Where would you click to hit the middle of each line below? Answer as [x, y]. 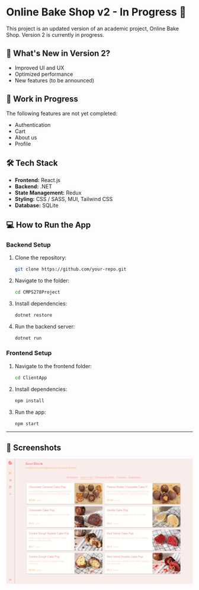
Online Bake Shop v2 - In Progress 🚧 [96, 12]
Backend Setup [29, 244]
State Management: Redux [48, 193]
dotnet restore [33, 315]
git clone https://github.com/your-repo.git [70, 269]
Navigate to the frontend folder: [53, 366]
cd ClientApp [31, 378]
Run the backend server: [45, 326]
